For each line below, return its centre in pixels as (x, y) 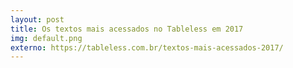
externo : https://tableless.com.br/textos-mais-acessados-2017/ (147, 47)
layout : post (37, 19)
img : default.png (46, 38)
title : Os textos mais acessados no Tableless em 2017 (127, 29)
